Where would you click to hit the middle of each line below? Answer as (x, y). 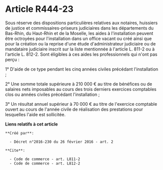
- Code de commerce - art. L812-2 (45, 163)
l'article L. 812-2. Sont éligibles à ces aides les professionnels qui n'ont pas (81, 54)
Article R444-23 (39, 9)
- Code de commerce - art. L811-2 (45, 159)
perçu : (12, 59)
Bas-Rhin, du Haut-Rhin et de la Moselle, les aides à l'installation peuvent (79, 33)
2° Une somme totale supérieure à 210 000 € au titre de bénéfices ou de (79, 84)
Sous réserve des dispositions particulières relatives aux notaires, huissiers (81, 23)
